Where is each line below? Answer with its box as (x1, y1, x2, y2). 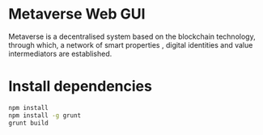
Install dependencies (8, 78, 152, 95)
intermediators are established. (8, 49, 112, 58)
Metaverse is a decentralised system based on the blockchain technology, (8, 32, 257, 41)
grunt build (8, 119, 49, 127)
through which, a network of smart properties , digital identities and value (8, 40, 253, 49)
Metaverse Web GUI (8, 5, 146, 23)
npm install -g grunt (8, 111, 82, 120)
